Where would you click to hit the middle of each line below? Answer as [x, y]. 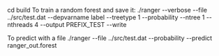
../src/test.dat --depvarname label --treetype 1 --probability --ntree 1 [106, 17]
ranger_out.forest [32, 45]
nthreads [20, 25]
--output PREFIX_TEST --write [83, 25]
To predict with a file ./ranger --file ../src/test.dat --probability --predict [110, 38]
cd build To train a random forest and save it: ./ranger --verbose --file [107, 10]
